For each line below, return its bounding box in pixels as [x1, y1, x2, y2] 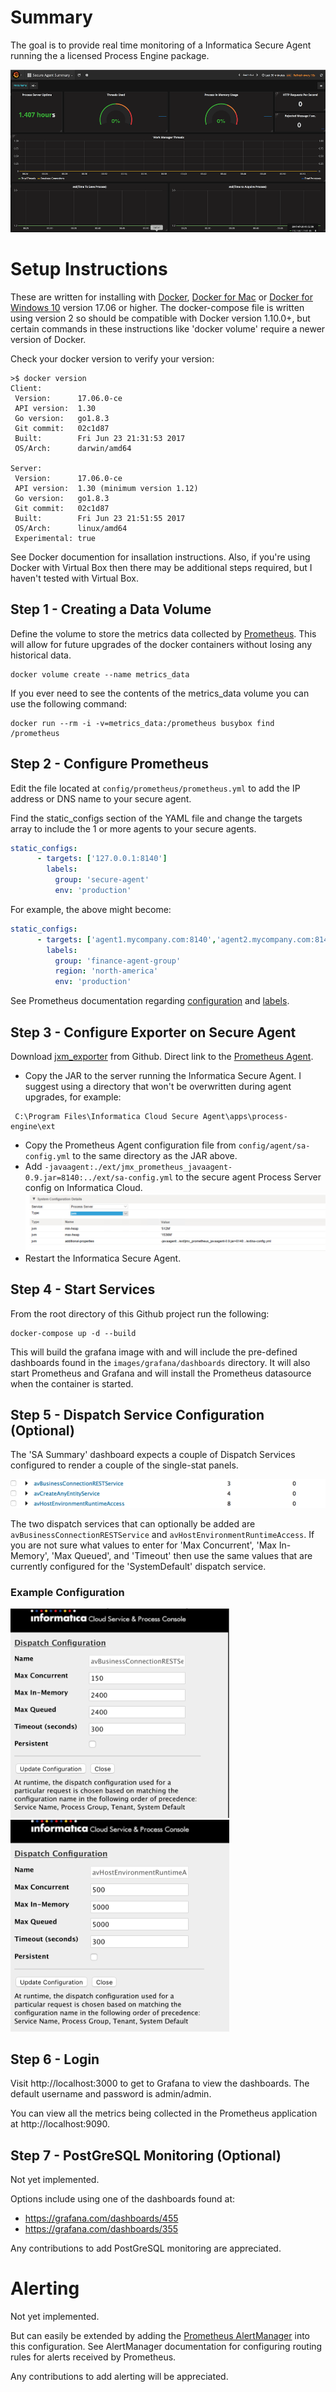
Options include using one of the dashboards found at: [10, 2193, 236, 2205]
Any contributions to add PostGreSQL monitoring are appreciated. [10, 2242, 282, 2255]
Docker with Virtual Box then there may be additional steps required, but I [10, 561, 313, 573]
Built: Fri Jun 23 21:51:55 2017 [14, 513, 186, 523]
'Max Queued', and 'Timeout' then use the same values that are [51, 1549, 313, 1561]
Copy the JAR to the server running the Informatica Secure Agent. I [24, 1070, 302, 1082]
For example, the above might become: [10, 903, 172, 915]
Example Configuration [10, 1585, 125, 1599]
